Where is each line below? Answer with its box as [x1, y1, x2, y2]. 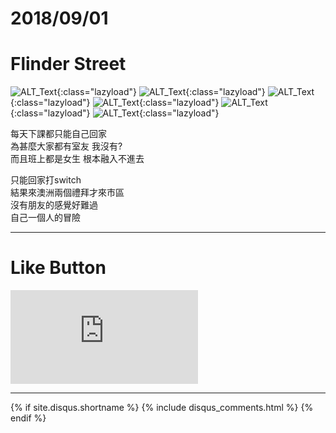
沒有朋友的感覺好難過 [10, 199, 98, 211]
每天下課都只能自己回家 [10, 128, 107, 140]
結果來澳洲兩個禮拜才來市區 [10, 187, 125, 199]
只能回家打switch [10, 174, 82, 186]
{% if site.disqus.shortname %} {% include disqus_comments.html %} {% [10, 402, 314, 414]
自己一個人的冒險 [10, 212, 81, 224]
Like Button [10, 257, 107, 279]
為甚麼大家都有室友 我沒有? [10, 140, 123, 152]
